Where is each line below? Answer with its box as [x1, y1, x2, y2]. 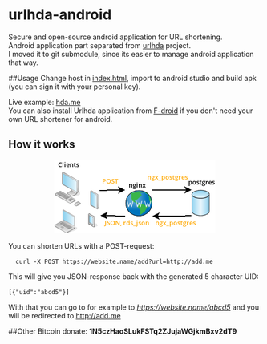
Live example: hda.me [8, 97, 81, 107]
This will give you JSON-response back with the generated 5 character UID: [8, 271, 259, 281]
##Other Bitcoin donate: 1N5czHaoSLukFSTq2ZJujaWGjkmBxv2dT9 [8, 326, 237, 336]
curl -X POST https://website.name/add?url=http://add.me [15, 257, 214, 265]
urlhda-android [8, 6, 112, 24]
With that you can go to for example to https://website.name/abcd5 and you [8, 302, 260, 312]
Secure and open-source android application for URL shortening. [8, 32, 223, 42]
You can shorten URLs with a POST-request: [8, 241, 155, 250]
